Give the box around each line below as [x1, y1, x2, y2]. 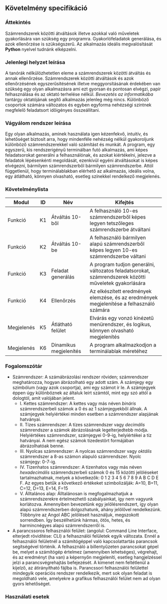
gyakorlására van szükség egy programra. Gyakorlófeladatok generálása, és [5, 35, 162, 41]
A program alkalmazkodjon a [89, 341, 157, 348]
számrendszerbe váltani [89, 253, 146, 260]
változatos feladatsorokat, [89, 267, 150, 274]
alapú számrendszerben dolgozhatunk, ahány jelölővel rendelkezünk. [19, 506, 162, 512]
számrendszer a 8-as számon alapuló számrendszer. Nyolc [19, 453, 142, 459]
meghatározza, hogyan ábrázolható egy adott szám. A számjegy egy [12, 379, 154, 385]
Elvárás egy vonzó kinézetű [89, 314, 154, 321]
